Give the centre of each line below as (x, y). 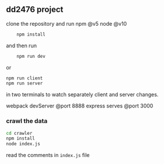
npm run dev (31, 56)
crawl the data (27, 121)
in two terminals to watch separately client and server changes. (82, 95)
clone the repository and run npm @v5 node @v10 (67, 23)
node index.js (23, 144)
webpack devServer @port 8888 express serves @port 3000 (80, 106)
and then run (21, 46)
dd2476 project (35, 10)
